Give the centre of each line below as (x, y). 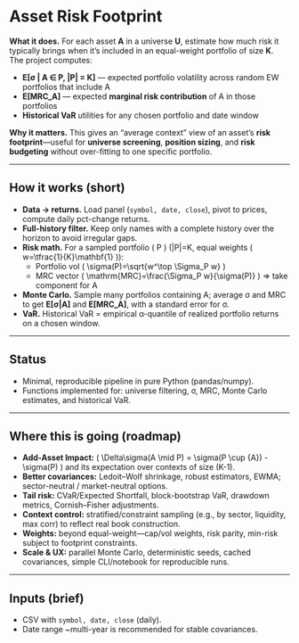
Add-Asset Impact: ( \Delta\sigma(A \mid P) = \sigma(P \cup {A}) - (145, 458)
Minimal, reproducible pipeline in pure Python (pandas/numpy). (138, 381)
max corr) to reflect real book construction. (101, 524)
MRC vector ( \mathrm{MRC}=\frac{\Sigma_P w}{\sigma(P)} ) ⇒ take (162, 276)
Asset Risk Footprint (86, 16)
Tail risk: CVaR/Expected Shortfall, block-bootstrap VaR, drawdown (145, 496)
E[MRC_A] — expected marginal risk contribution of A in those (139, 96)
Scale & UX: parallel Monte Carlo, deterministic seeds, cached (137, 552)
